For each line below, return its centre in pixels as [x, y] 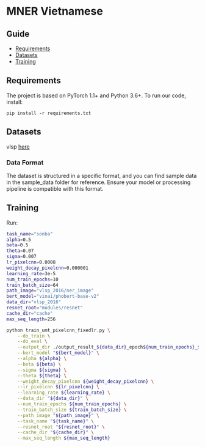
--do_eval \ [32, 342]
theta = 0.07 [20, 251]
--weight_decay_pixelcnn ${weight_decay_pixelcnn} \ [86, 381]
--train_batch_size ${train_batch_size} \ [72, 410]
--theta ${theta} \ [42, 375]
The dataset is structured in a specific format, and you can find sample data [102, 175]
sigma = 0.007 [21, 257]
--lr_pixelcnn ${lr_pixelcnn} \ [58, 387]
